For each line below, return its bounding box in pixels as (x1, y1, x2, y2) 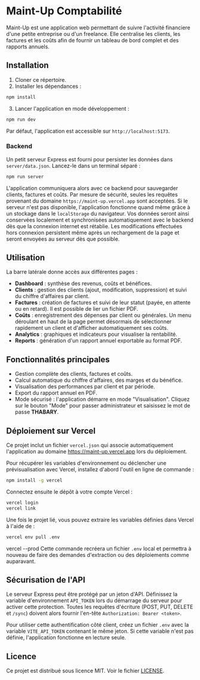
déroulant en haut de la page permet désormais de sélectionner (14, 318, 172, 325)
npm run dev (6, 117, 36, 122)
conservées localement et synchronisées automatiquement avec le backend (6, 216, 194, 223)
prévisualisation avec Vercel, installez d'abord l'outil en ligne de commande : (6, 466, 194, 473)
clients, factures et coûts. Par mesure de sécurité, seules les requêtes (6, 191, 178, 198)
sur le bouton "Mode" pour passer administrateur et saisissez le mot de (14, 402, 191, 409)
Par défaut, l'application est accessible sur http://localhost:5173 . (6, 127, 170, 134)
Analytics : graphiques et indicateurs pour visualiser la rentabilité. (14, 330, 178, 338)
